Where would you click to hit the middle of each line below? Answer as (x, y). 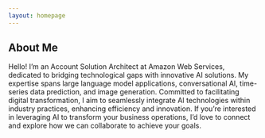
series (18, 92)
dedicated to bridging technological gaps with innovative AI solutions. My (129, 75)
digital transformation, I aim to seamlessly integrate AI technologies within (129, 101)
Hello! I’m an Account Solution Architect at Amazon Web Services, (117, 67)
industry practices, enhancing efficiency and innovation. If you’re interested (132, 109)
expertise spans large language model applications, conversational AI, (123, 83)
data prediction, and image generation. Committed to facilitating (135, 92)
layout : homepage (37, 15)
